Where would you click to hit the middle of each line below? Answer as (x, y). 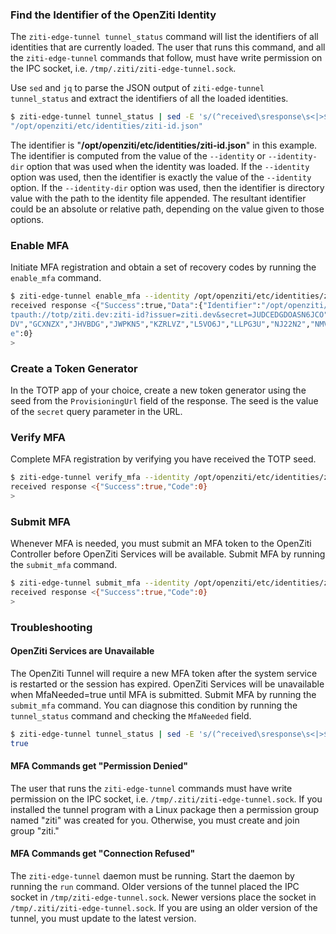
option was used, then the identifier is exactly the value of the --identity (161, 177)
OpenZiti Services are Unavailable (82, 651)
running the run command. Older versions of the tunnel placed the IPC (155, 887)
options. (27, 220)
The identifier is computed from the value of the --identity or (138, 156)
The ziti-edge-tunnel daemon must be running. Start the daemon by (152, 876)
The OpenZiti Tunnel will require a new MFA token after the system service (164, 673)
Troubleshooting (51, 627)
